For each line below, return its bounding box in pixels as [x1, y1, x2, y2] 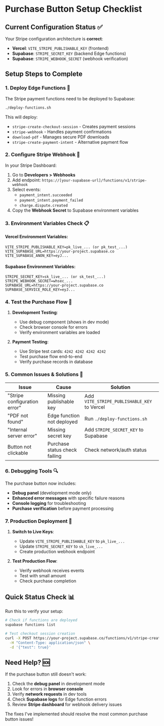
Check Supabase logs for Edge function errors [12, 696, 107, 703]
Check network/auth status [84, 446, 147, 453]
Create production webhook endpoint [19, 549, 95, 555]
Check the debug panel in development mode [12, 681, 105, 687]
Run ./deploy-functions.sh [84, 415, 147, 422]
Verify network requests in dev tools [12, 691, 87, 697]
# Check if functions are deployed [5, 618, 78, 623]
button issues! [5, 716, 34, 722]
